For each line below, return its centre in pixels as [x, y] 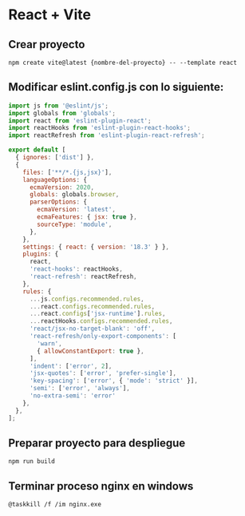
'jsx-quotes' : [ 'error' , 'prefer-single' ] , [103, 373]
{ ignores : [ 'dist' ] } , [55, 158]
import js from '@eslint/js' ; [59, 106]
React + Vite [50, 15]
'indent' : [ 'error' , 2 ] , [71, 366]
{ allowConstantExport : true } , [91, 351]
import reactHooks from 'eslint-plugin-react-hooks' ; [100, 128]
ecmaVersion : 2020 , [61, 187]
